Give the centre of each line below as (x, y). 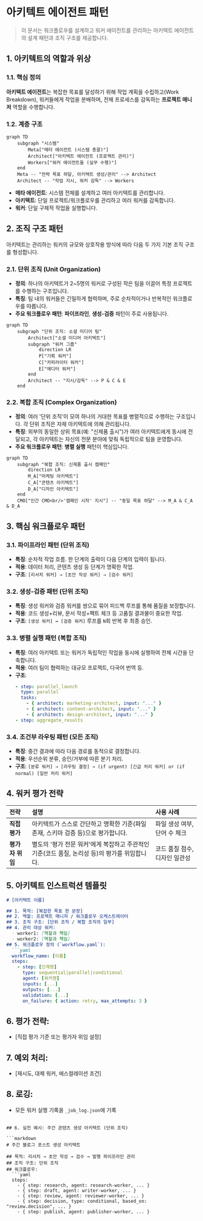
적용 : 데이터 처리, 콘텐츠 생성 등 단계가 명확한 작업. (74, 567)
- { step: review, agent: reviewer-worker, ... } (81, 1196)
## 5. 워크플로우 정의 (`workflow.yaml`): (56, 944)
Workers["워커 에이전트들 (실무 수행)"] (72, 163)
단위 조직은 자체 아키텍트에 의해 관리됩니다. (80, 424)
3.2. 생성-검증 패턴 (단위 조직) (47, 591)
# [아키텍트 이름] (26, 900)
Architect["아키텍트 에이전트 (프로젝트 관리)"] (81, 156)
